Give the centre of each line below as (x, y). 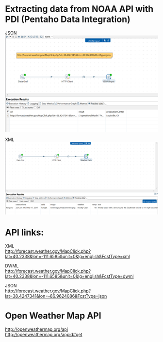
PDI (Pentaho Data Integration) (68, 19)
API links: (24, 232)
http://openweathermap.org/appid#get (44, 334)
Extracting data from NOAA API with (79, 9)
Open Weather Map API (53, 315)
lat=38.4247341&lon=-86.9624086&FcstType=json (56, 296)
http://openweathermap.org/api (37, 329)
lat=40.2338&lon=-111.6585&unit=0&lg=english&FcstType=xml (67, 256)
